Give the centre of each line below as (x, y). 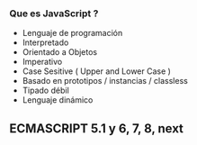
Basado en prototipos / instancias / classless (105, 81)
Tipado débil (45, 91)
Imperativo (42, 62)
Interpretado (45, 42)
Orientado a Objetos (60, 52)
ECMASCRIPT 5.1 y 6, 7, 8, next (97, 128)
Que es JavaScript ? (54, 14)
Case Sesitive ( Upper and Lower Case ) (96, 71)
